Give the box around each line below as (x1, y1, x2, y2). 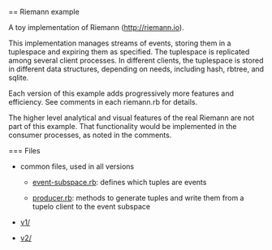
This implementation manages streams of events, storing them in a (8, 38, 231, 48)
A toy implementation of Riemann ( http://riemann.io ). (8, 23, 184, 32)
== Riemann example (8, 7, 80, 16)
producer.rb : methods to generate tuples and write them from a (32, 193, 244, 202)
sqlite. (8, 73, 29, 82)
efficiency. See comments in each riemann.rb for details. (8, 97, 197, 106)
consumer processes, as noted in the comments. (8, 130, 172, 140)
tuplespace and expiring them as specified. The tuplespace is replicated (8, 47, 250, 56)
